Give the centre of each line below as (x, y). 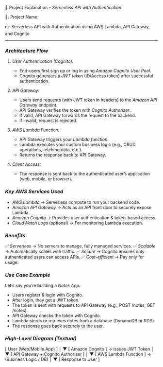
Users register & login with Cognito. (48, 295)
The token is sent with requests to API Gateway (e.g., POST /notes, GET (84, 305)
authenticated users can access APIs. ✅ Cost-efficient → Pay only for (74, 257)
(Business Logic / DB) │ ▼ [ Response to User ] (52, 359)
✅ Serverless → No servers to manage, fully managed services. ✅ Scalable (80, 246)
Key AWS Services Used (34, 192)
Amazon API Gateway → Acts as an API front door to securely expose (82, 207)
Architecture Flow (27, 51)
